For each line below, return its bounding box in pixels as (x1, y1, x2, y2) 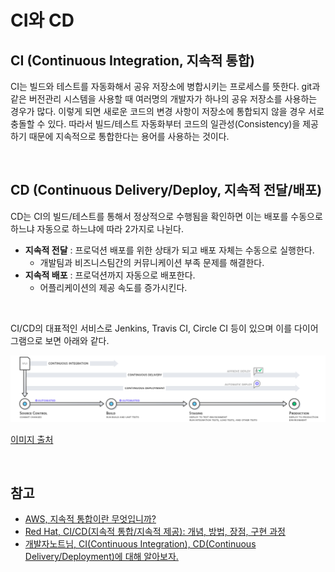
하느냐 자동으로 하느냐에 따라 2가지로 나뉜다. (10, 222, 184, 235)
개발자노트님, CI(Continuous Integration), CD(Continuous (24, 538, 257, 550)
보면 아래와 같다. (44, 334, 110, 346)
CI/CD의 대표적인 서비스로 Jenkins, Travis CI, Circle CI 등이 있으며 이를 (10, 322, 293, 334)
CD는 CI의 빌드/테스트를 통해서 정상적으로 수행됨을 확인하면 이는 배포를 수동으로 (10, 210, 323, 222)
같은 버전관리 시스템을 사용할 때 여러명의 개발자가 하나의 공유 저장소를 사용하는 (10, 93, 318, 105)
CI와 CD (10, 9, 75, 32)
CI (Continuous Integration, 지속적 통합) (10, 52, 255, 69)
